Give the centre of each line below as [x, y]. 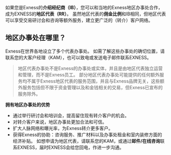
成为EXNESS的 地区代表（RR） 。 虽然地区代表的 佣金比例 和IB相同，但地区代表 [86, 14]
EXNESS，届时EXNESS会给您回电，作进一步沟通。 [70, 147]
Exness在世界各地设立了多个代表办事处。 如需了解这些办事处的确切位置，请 [85, 51]
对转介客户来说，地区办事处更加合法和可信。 [60, 122]
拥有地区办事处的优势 [28, 105]
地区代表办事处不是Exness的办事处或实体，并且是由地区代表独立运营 [90, 68]
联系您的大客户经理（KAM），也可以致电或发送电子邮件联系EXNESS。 [78, 57]
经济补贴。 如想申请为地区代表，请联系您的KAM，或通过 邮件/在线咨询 [86, 141]
